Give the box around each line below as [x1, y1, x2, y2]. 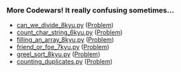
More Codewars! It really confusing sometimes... [6, 5, 174, 15]
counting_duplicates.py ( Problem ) [16, 58, 113, 66]
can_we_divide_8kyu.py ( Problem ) [16, 21, 114, 29]
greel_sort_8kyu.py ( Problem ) [16, 50, 101, 58]
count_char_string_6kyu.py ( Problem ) [16, 28, 123, 36]
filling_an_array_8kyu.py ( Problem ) [16, 36, 115, 44]
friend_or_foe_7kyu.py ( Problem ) [16, 43, 110, 51]
